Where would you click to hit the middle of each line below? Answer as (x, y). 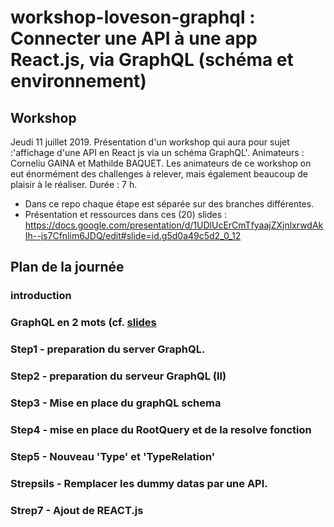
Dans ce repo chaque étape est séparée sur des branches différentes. (169, 204)
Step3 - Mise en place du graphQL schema (116, 403)
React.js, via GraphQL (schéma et (152, 60)
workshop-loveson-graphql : (133, 17)
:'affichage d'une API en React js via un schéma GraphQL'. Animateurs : (157, 152)
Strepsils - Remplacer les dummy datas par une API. (139, 483)
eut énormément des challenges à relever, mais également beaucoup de (159, 174)
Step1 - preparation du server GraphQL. (108, 349)
